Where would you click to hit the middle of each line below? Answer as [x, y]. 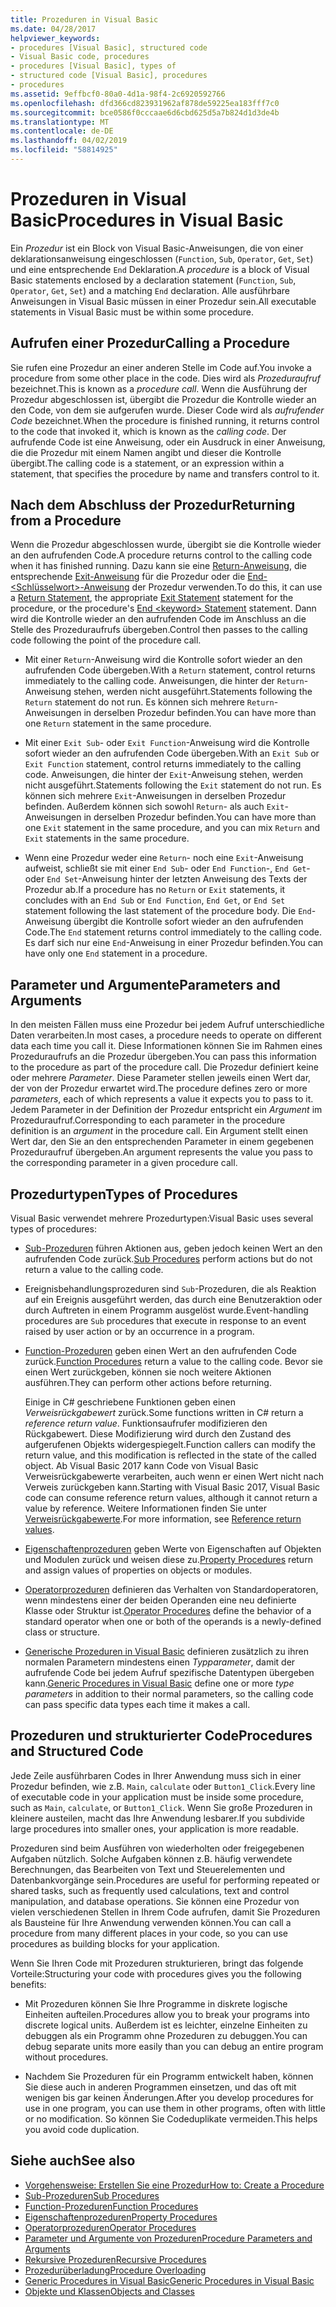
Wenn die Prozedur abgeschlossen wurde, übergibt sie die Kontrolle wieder [166, 545]
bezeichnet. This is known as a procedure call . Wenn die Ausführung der [159, 388]
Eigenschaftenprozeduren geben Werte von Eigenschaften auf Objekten [173, 1549]
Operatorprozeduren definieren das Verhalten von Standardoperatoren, [171, 1590]
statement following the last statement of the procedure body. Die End [168, 911]
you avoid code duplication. [82, 2129]
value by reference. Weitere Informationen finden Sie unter [145, 1508]
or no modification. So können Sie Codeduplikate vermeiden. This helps [171, 2118]
